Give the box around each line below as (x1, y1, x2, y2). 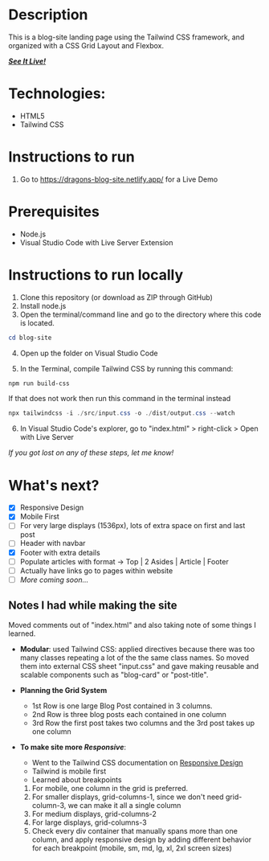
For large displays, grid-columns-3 (31, 818, 147, 827)
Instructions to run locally (8, 265, 184, 284)
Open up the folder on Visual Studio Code (19, 348, 158, 358)
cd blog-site (8, 334, 52, 342)
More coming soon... (19, 575, 89, 584)
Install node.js (19, 301, 67, 310)
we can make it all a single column (67, 800, 181, 810)
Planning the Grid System (19, 685, 108, 695)
